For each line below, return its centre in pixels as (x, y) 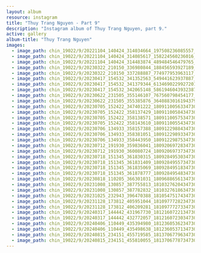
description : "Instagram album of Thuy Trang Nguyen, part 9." (87, 28)
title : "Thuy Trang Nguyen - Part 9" (53, 23)
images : (16, 46)
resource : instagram (32, 17)
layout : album (24, 12)
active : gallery (26, 34)
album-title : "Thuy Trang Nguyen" (49, 40)
